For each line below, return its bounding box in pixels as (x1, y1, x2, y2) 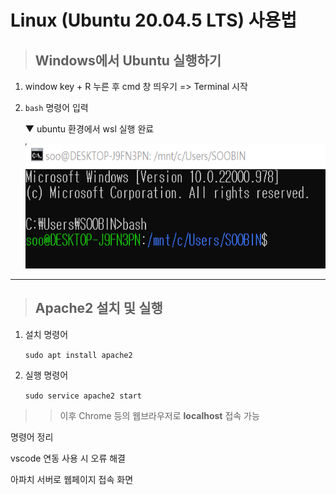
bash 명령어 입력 (24, 102, 89, 113)
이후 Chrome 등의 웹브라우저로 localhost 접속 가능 (59, 409, 260, 421)
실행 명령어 (24, 369, 69, 381)
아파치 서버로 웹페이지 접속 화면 (10, 473, 134, 485)
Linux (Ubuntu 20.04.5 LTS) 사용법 (10, 9, 297, 32)
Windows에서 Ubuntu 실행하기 (34, 52, 222, 69)
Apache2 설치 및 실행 (34, 300, 163, 317)
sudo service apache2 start (24, 391, 142, 401)
